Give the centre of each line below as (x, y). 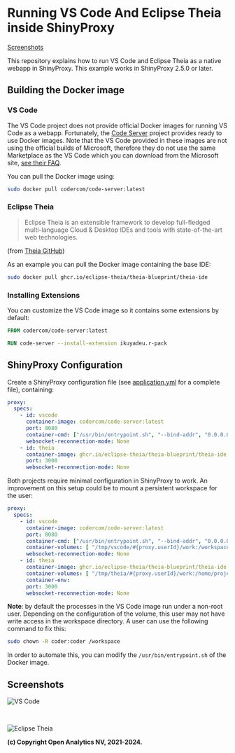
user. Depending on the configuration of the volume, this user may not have (116, 614)
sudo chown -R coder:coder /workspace (64, 642)
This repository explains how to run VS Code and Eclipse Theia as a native (114, 60)
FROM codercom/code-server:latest (58, 331)
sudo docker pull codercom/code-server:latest (76, 189)
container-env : (48, 580)
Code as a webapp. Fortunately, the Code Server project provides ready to (115, 133)
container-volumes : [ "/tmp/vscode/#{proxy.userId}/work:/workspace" (129, 548)
